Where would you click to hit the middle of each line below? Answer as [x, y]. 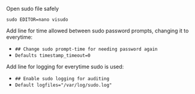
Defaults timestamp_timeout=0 [53, 56]
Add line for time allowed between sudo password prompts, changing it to [97, 31]
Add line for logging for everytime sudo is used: [65, 66]
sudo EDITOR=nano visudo [37, 20]
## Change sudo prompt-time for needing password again [86, 49]
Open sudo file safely [32, 9]
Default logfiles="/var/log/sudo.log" [63, 85]
